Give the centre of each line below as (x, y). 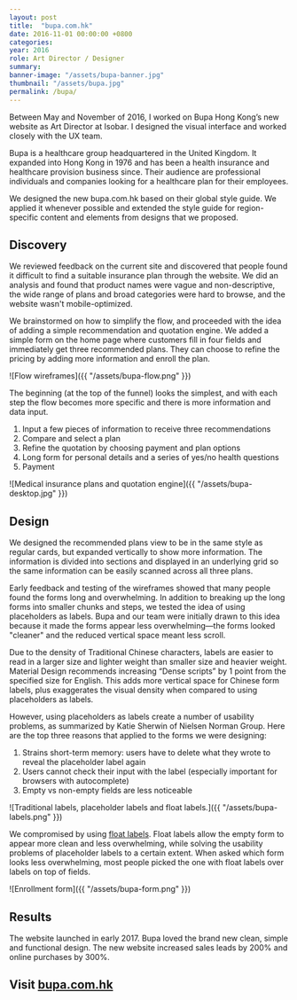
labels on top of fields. (50, 872)
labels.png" (30, 817)
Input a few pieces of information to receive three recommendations (146, 429)
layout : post (33, 17)
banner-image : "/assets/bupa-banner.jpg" (87, 75)
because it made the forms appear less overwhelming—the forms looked (142, 626)
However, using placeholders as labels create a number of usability (132, 717)
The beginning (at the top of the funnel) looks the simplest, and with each (143, 393)
